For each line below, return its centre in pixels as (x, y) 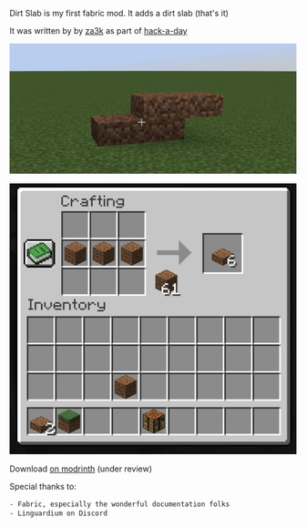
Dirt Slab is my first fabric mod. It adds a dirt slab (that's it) (119, 13)
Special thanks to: (43, 486)
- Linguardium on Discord (58, 513)
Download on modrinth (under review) (81, 469)
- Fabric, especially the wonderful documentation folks (120, 504)
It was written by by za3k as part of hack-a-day (99, 30)
